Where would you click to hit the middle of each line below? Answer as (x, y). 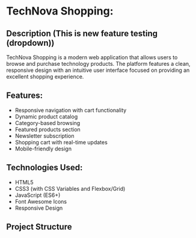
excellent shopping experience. (45, 76)
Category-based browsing (47, 123)
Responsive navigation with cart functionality (71, 110)
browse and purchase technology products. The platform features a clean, (98, 64)
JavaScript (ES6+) (38, 195)
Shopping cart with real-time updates (61, 142)
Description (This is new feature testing (82, 34)
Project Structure (39, 227)
